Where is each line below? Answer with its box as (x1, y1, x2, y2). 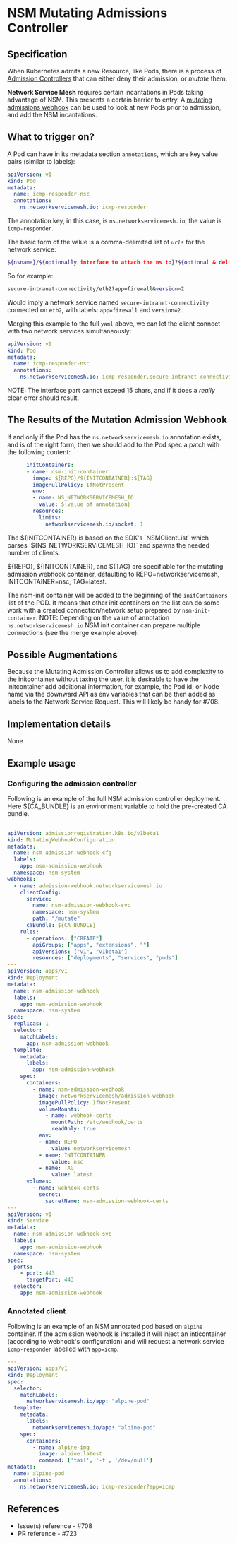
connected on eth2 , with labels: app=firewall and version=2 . (7, 305, 183, 314)
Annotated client (7, 1306, 66, 1316)
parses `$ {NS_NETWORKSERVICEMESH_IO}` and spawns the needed (7, 540, 210, 549)
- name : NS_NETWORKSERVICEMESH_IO (32, 495, 134, 502)
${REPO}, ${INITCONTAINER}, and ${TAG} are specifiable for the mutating (7, 562, 224, 570)
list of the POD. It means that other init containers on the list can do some (7, 598, 220, 607)
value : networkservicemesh (51, 1145, 131, 1152)
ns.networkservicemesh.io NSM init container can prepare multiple (7, 620, 201, 629)
